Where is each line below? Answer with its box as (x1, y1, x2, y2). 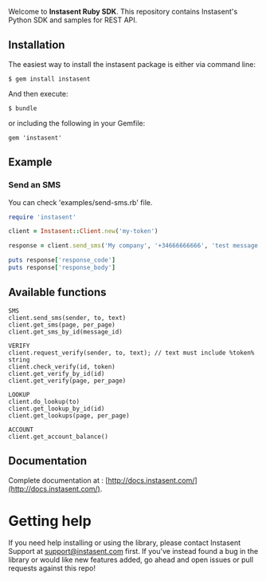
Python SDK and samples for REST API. (8, 15, 138, 25)
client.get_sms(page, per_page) (8, 321, 115, 329)
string (8, 355, 30, 364)
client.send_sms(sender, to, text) (8, 314, 127, 322)
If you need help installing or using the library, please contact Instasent (8, 538, 241, 547)
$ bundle (8, 104, 37, 113)
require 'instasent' (8, 213, 77, 221)
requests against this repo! (8, 563, 96, 573)
